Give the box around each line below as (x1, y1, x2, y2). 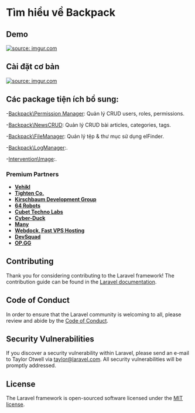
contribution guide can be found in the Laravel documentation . (6, 278, 157, 285)
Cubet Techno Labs (14, 208, 63, 215)
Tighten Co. (14, 189, 45, 197)
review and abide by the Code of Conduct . (6, 317, 108, 324)
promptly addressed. (6, 362, 57, 369)
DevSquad (14, 233, 41, 240)
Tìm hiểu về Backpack (6, 6, 116, 19)
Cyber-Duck (14, 214, 46, 221)
